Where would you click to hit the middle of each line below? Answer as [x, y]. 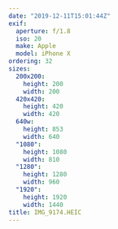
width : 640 [42, 136]
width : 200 [42, 91]
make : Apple [36, 46]
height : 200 [43, 84]
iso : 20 [29, 39]
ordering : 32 [31, 62]
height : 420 [43, 106]
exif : [17, 24]
